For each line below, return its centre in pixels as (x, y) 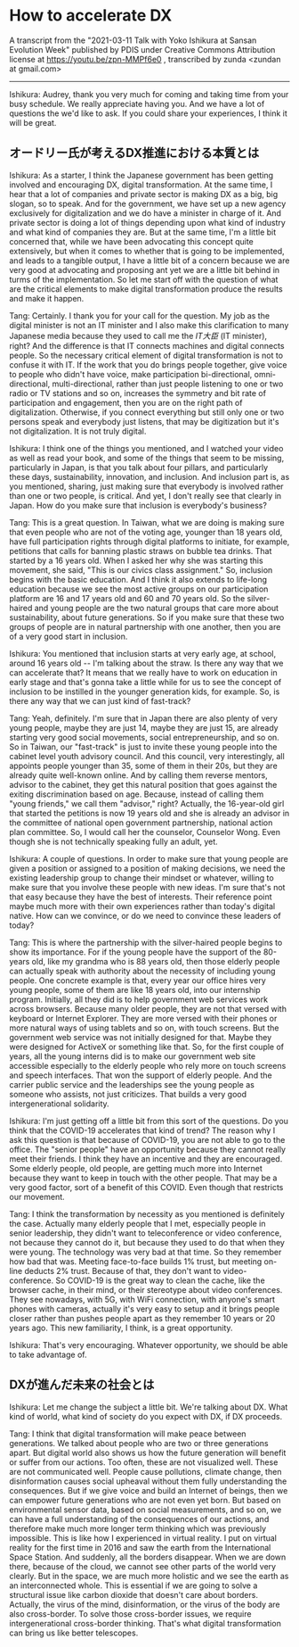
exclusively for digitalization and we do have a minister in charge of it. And (145, 213)
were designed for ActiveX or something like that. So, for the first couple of (147, 1047)
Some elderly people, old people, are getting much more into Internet (136, 1168)
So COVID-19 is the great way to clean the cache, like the (160, 1280)
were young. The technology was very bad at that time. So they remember (145, 1252)
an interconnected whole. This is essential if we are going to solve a (133, 1585)
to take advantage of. (48, 1354)
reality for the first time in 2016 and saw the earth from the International (140, 1547)
